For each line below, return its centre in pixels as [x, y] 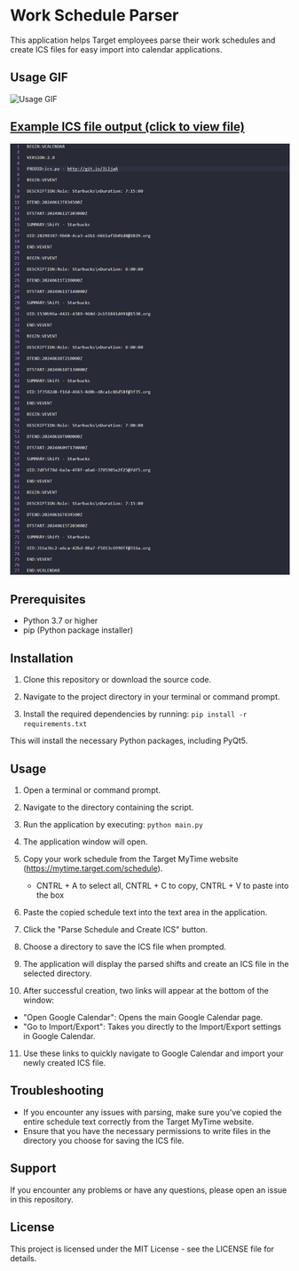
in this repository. [42, 1199]
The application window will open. [85, 842]
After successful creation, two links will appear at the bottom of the [146, 991]
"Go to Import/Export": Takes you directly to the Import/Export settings [152, 1027]
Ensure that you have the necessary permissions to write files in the [147, 1131]
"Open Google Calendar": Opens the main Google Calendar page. [143, 1018]
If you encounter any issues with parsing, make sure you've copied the [152, 1112]
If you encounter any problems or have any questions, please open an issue [149, 1190]
